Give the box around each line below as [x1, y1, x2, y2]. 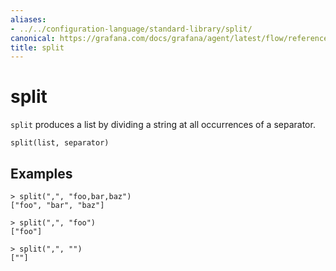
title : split [10, 42, 65, 53]
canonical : [10, 33, 56, 43]
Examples [10, 165, 73, 182]
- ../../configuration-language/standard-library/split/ [10, 24, 253, 34]
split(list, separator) [10, 138, 110, 148]
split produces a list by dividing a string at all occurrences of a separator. [10, 119, 316, 131]
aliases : [10, 14, 47, 25]
